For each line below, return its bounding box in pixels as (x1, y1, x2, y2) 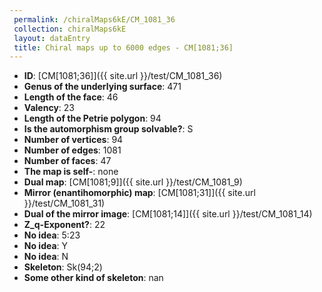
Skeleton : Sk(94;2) (23, 261, 103, 273)
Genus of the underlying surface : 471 (23, 81, 182, 93)
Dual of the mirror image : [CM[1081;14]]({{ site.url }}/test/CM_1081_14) (23, 208, 313, 220)
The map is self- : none (23, 166, 119, 178)
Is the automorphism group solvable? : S (23, 123, 194, 135)
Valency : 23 (23, 102, 75, 114)
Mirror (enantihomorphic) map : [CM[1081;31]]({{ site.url (23, 187, 256, 199)
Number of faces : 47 (23, 155, 112, 167)
